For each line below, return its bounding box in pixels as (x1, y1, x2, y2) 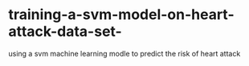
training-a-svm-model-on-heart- (8, 6, 235, 24)
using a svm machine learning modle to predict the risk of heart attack (8, 49, 241, 58)
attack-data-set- (8, 22, 122, 41)
